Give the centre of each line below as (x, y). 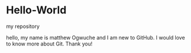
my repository (23, 26)
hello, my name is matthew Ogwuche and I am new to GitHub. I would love (96, 37)
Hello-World (36, 10)
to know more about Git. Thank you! (49, 44)
